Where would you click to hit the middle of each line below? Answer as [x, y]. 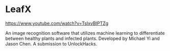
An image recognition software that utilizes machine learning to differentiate [85, 33]
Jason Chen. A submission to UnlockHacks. [51, 43]
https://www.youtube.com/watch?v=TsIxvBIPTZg [57, 23]
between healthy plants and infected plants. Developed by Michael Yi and [82, 38]
